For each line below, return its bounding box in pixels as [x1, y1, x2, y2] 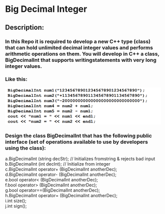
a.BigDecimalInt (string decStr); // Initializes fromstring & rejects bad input [5, 156, 156, 162]
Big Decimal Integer [5, 3, 87, 15]
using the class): [5, 144, 46, 151]
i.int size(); [5, 198, 27, 204]
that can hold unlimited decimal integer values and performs [5, 44, 153, 51]
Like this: [5, 76, 28, 83]
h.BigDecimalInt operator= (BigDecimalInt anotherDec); [5, 192, 118, 198]
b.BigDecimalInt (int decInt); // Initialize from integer [5, 161, 111, 167]
